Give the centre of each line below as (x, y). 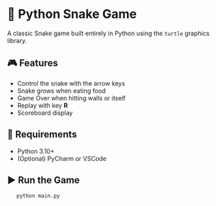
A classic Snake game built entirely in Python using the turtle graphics (108, 33)
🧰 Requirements (42, 134)
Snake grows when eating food (61, 91)
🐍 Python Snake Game (72, 14)
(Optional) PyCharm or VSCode (62, 158)
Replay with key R (42, 105)
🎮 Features (33, 63)
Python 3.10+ (36, 151)
